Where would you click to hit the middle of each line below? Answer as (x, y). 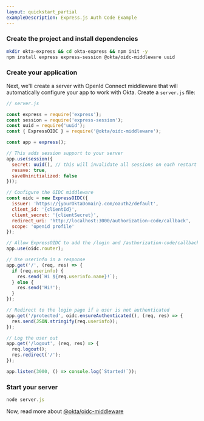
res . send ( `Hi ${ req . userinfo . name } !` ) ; (68, 276)
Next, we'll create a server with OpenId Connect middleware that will (92, 86)
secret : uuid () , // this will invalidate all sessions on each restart (104, 165)
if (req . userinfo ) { (38, 271)
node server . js (25, 400)
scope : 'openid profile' (43, 226)
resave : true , (29, 170)
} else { (23, 282)
